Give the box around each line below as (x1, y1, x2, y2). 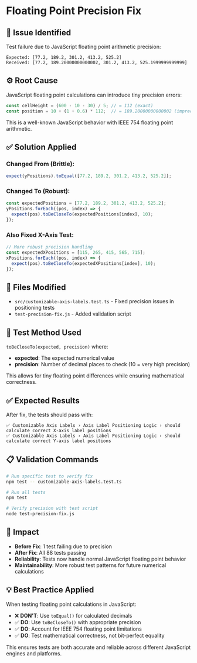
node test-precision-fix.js (6, 511, 75, 517)
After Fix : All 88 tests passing (14, 549, 87, 556)
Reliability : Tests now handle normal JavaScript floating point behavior (14, 555, 186, 562)
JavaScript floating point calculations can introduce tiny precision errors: (6, 91, 182, 98)
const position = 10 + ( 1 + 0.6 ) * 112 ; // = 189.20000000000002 (6, 108, 172, 114)
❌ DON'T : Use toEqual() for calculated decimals (14, 612, 133, 619)
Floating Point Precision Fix (6, 4, 142, 18)
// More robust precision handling (6, 244, 93, 250)
